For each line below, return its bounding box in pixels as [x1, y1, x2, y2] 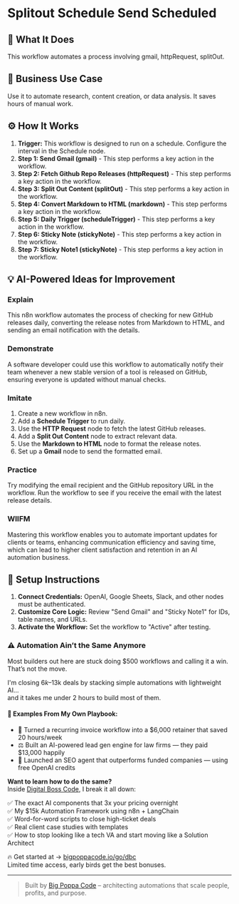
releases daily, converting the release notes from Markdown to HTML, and [7, 319, 225, 327]
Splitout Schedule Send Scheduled [7, 5, 217, 21]
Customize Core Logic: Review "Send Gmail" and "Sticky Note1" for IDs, [17, 607, 230, 616]
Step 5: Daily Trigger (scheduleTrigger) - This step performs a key [17, 215, 216, 223]
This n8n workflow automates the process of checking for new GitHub [7, 311, 213, 319]
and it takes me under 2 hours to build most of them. [7, 693, 161, 702]
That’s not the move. [7, 664, 68, 673]
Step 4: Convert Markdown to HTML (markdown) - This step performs [17, 200, 228, 208]
